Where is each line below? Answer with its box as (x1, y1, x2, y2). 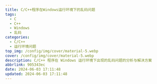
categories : (5, 35, 30, 40)
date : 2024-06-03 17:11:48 (5, 67, 61, 72)
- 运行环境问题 (9, 44, 37, 49)
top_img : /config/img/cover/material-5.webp (5, 48, 99, 53)
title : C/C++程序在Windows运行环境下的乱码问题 (5, 7, 96, 12)
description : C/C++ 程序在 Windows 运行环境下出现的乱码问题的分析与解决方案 (5, 58, 152, 63)
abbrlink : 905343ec (5, 62, 46, 67)
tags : (5, 12, 16, 17)
